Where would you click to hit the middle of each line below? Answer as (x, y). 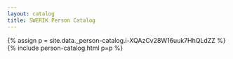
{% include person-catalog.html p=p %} (65, 48)
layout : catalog (31, 14)
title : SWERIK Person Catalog (52, 20)
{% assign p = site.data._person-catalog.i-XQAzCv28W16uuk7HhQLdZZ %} (116, 40)
